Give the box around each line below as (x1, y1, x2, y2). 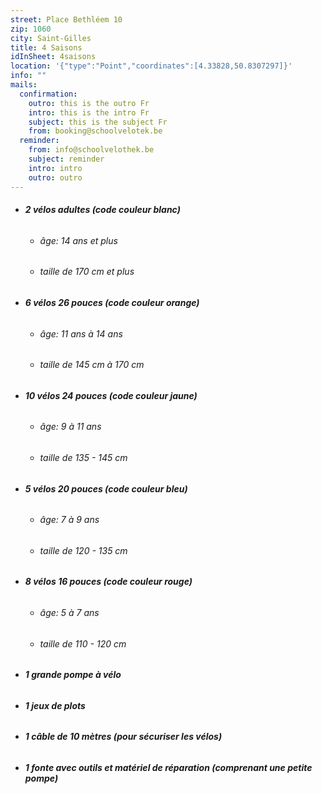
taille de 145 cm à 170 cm (39, 359, 145, 371)
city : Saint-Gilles (10, 33, 92, 43)
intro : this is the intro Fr (28, 107, 150, 118)
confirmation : (19, 89, 78, 99)
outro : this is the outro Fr (28, 98, 150, 108)
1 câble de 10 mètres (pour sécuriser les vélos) (24, 731, 223, 743)
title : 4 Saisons (10, 42, 83, 53)
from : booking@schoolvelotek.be (28, 126, 163, 136)
